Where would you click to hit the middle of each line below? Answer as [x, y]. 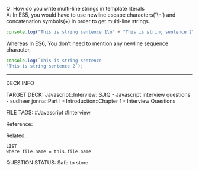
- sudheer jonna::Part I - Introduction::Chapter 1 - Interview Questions [91, 101]
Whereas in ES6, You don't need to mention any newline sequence [87, 43]
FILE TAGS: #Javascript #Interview [48, 112]
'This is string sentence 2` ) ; [45, 66]
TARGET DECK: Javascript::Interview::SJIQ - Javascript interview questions [98, 94]
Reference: [20, 123]
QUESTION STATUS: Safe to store [47, 162]
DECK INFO [20, 83]
